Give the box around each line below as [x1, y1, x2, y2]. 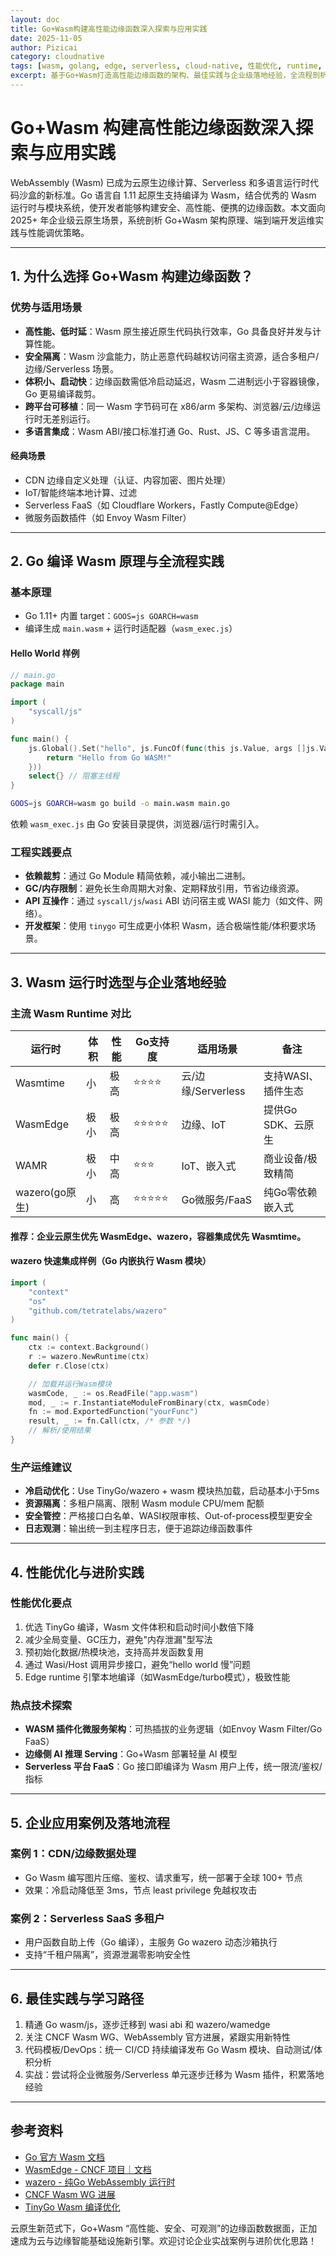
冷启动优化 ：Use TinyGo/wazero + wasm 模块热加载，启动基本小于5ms [24, 1485, 320, 1497]
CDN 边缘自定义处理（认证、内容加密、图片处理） [24, 474, 232, 486]
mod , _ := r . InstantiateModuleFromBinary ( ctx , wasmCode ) [28, 1397, 271, 1408]
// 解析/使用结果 [28, 1426, 92, 1436]
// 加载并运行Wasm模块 [28, 1379, 112, 1389]
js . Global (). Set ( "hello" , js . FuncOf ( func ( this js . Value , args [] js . [28, 743, 320, 753]
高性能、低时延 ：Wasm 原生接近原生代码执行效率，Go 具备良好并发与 [24, 325, 313, 337]
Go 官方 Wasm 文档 [24, 2151, 106, 2163]
